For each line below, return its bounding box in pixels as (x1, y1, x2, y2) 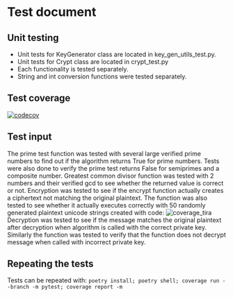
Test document (7, 4, 97, 20)
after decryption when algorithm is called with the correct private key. (7, 223, 207, 231)
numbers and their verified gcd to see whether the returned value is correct (7, 178, 224, 187)
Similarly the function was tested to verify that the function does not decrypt (7, 230, 226, 239)
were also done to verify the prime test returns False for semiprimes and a (7, 164, 220, 172)
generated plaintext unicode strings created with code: (7, 208, 165, 217)
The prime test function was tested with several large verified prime (7, 149, 202, 158)
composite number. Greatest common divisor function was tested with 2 (7, 171, 214, 180)
